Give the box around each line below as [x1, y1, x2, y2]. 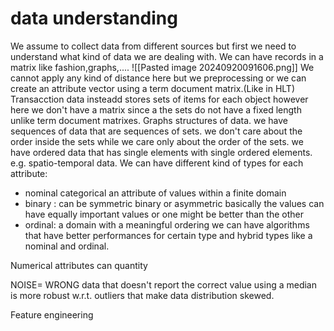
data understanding [10, 7, 178, 30]
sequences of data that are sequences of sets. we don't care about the [10, 125, 303, 137]
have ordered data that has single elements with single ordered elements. [10, 146, 313, 158]
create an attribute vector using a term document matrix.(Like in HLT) [10, 82, 296, 94]
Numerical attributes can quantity [10, 259, 148, 271]
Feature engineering [10, 308, 94, 321]
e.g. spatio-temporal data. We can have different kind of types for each [10, 157, 304, 169]
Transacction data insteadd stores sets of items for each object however [10, 93, 309, 105]
